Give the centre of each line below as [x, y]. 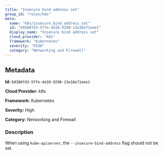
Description [19, 132]
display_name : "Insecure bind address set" [54, 32]
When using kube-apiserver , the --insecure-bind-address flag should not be [82, 143]
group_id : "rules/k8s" [28, 14]
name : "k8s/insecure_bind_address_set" [50, 23]
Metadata [20, 70]
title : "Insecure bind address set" [42, 10]
